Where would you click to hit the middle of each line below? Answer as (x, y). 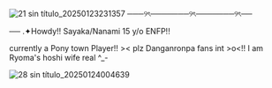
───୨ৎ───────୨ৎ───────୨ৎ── (189, 14)
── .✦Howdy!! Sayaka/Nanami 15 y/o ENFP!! (90, 31)
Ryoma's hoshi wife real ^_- (59, 58)
